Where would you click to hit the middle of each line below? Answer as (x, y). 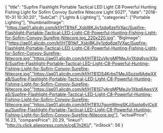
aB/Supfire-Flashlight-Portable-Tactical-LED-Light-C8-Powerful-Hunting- (79, 79)
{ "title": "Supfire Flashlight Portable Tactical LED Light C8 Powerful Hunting (81, 7)
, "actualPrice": (132, 115)
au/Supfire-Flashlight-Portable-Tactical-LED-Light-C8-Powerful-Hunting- (78, 110)
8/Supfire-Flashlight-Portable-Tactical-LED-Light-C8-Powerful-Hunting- (77, 63)
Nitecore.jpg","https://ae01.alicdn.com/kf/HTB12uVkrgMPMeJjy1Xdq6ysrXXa (81, 58)
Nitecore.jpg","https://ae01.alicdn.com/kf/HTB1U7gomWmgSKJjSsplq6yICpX (81, 104)
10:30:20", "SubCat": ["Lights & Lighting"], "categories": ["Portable (83, 17)
